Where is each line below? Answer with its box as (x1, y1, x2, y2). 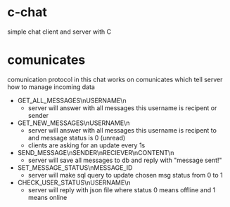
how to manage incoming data (7, 82, 95, 91)
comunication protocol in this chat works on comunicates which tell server (7, 75, 223, 84)
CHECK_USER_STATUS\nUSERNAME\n (17, 178, 131, 187)
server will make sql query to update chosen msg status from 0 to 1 (27, 171, 223, 179)
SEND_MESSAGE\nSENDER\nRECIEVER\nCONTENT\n (17, 148, 174, 156)
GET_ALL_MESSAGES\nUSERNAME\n (17, 96, 127, 105)
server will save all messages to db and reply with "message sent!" (27, 156, 223, 164)
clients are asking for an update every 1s (27, 141, 146, 149)
